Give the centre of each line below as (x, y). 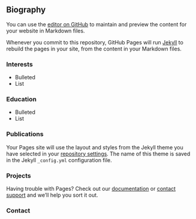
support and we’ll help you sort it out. (52, 195)
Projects (19, 175)
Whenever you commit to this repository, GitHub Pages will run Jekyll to (95, 42)
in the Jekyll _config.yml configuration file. (59, 160)
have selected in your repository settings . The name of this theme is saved (98, 154)
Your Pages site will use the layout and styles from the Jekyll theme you (95, 147)
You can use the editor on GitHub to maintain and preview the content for (97, 24)
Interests (19, 64)
